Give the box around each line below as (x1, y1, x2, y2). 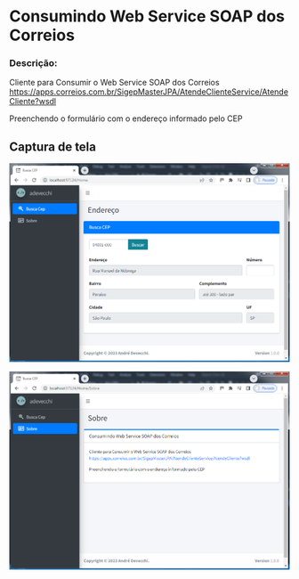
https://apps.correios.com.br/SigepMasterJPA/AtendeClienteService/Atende (9, 86, 289, 97)
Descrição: (9, 57, 58, 69)
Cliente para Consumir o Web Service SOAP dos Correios (9, 77, 220, 88)
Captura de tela (9, 139, 96, 154)
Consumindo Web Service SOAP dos (9, 6, 286, 27)
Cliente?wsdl (9, 96, 57, 107)
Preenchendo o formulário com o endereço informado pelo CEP (9, 113, 243, 124)
